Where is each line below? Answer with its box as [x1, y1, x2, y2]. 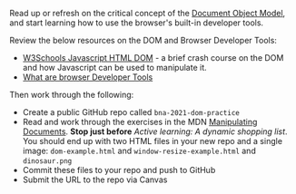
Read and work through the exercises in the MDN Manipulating [22, 117, 258, 127]
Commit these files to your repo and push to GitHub [22, 165, 216, 175]
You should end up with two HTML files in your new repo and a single [22, 136, 283, 146]
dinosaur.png [22, 157, 73, 166]
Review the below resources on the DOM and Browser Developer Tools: [9, 35, 277, 45]
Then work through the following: [9, 90, 134, 100]
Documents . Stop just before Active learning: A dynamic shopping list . [22, 126, 288, 137]
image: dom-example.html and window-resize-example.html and [22, 145, 256, 156]
